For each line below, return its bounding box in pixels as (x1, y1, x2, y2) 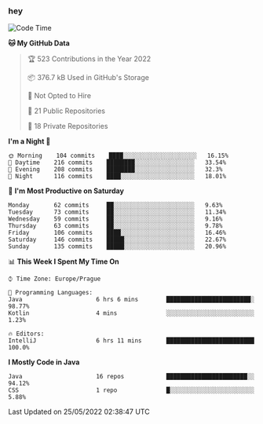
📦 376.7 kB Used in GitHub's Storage (27, 73, 149, 82)
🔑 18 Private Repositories (27, 122, 108, 131)
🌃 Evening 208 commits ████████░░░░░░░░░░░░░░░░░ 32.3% (8, 166, 223, 174)
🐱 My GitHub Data (8, 38, 71, 48)
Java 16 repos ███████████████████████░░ (8, 373, 255, 381)
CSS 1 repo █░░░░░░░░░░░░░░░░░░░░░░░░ (8, 386, 255, 394)
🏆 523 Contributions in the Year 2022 (27, 54, 152, 64)
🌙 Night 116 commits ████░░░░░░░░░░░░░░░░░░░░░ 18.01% (8, 173, 226, 181)
